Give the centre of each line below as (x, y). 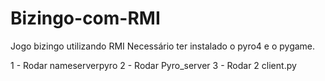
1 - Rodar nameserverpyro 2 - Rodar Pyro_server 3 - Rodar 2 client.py (153, 65)
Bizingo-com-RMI (85, 18)
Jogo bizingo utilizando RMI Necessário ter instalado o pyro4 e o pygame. (163, 46)
